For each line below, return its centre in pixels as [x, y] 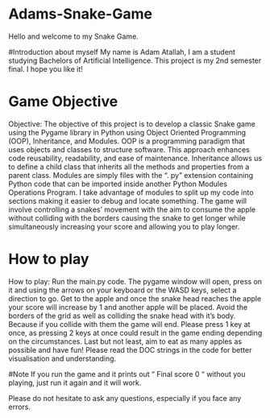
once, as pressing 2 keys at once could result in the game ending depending [135, 333]
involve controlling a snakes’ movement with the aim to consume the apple [132, 209]
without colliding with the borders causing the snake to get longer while [127, 217]
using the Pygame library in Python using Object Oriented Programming [127, 132]
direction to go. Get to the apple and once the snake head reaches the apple [135, 298]
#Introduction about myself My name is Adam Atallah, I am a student [122, 52]
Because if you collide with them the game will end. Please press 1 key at [129, 324]
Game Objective [63, 102]
